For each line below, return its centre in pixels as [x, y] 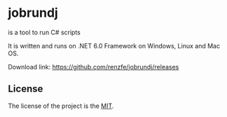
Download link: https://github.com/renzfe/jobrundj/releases [94, 67]
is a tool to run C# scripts [44, 32]
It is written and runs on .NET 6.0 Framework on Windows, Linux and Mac [114, 46]
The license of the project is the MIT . [61, 106]
